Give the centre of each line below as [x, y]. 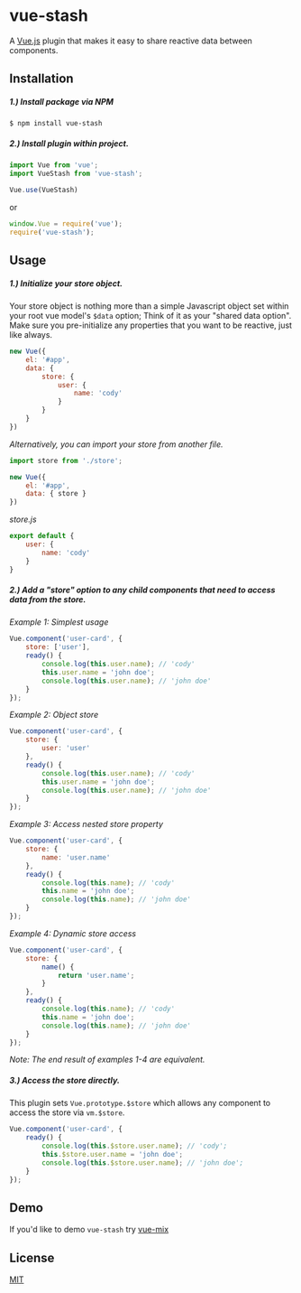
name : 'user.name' [76, 857]
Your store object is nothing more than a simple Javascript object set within [149, 306]
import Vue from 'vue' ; [54, 165]
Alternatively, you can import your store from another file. [116, 444]
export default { [42, 536]
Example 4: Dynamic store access [73, 933]
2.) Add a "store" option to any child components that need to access [142, 590]
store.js [23, 519]
